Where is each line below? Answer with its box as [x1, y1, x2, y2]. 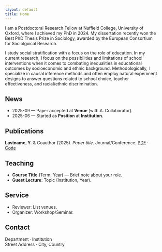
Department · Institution [5, 236, 52, 242]
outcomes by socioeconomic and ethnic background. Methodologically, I [5, 65, 150, 71]
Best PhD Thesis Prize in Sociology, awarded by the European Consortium [5, 35, 153, 41]
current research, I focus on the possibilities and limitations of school [5, 55, 143, 61]
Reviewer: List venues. [12, 204, 57, 210]
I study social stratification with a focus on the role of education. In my [5, 50, 145, 56]
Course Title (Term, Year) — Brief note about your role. [12, 172, 122, 178]
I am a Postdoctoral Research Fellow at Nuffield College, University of [5, 25, 144, 31]
